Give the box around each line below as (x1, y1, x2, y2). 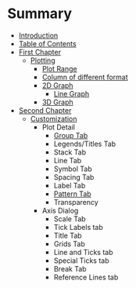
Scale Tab (53, 213, 87, 224)
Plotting (30, 56, 55, 65)
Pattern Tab (53, 189, 91, 199)
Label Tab (53, 180, 86, 190)
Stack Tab (53, 147, 87, 157)
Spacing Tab (53, 172, 95, 181)
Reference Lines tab (53, 272, 119, 282)
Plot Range (41, 64, 77, 73)
